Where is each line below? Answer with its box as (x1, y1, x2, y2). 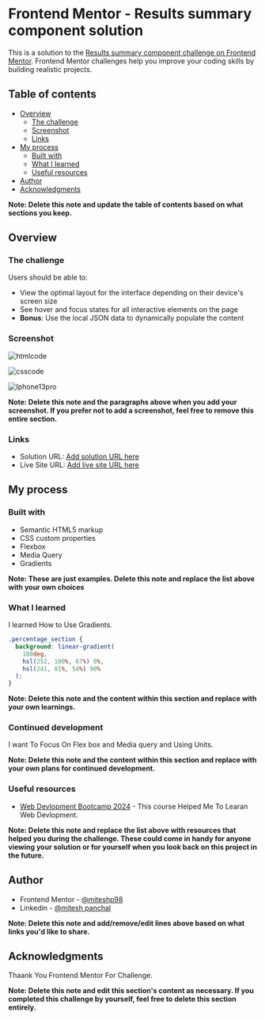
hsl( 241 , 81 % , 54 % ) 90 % (22, 664, 101, 673)
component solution (8, 21, 144, 40)
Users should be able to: (8, 272, 89, 282)
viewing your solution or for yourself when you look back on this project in (8, 842, 257, 851)
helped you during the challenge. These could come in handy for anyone (8, 833, 252, 843)
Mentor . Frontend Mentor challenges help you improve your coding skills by (8, 56, 255, 66)
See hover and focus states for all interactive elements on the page (19, 305, 239, 314)
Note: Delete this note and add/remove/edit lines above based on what (8, 918, 245, 927)
